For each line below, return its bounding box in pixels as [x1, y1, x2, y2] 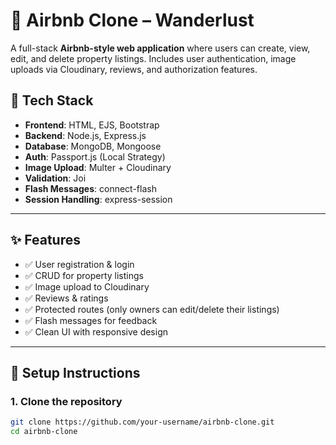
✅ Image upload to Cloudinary [24, 280, 150, 293]
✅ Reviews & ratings [24, 292, 109, 304]
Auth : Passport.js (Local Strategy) [24, 150, 166, 163]
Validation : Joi [24, 172, 87, 184]
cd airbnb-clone [10, 427, 78, 437]
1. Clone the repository [10, 394, 123, 408]
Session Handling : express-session [24, 193, 173, 205]
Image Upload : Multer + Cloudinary [24, 161, 172, 173]
